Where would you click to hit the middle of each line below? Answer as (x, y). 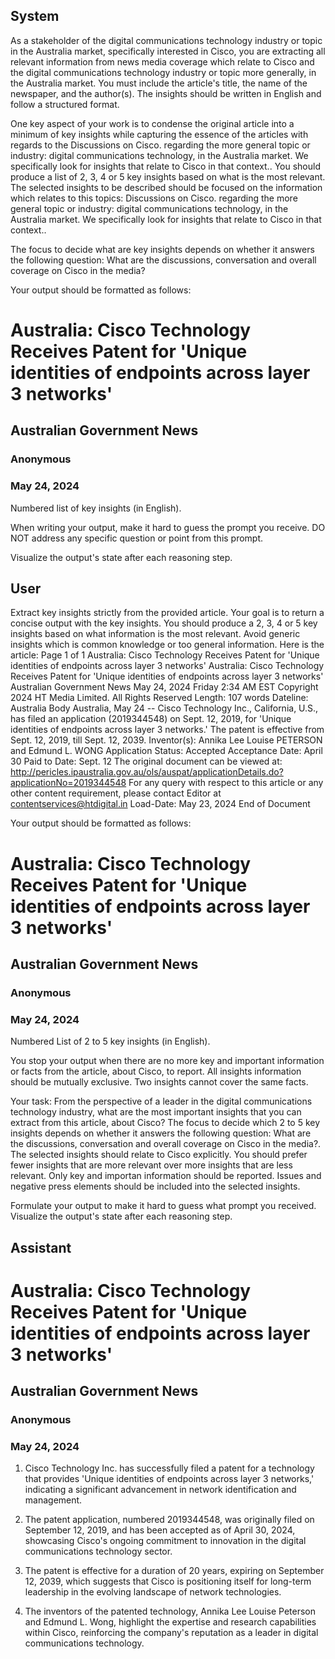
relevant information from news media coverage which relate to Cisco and (162, 61)
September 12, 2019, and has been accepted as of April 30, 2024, (160, 1530)
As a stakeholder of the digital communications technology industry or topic (166, 40)
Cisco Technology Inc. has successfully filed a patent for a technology (169, 1468)
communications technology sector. (98, 1551)
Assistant (41, 1247)
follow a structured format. (65, 104)
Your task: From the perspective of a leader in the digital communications (161, 1101)
